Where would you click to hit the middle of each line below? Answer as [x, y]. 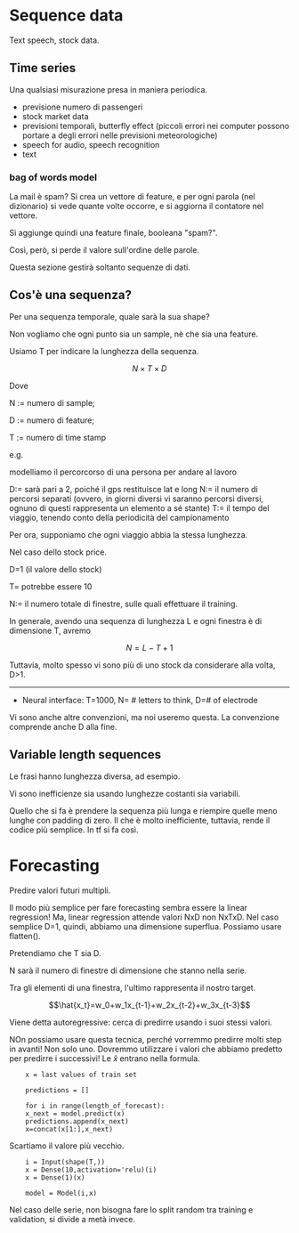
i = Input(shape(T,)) [65, 1162]
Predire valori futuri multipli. [60, 890]
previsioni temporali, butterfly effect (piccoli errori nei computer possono [156, 126]
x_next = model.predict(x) [75, 1114]
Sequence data [66, 16]
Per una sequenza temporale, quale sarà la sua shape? [110, 316]
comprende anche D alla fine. [63, 726]
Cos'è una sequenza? [70, 295]
